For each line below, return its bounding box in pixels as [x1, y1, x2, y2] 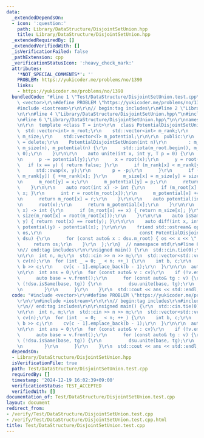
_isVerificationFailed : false [12, 49, 88, 55]
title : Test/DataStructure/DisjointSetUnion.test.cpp [6, 422, 146, 428]
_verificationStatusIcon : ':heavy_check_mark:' [12, 60, 135, 66]
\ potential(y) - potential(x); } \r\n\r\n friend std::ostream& [17, 224, 191, 230]
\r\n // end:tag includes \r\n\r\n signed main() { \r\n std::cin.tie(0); [17, 303, 202, 309]
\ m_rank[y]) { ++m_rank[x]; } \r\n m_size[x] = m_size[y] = [17, 173, 186, 180]
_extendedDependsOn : [12, 15, 64, 21]
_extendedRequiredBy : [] [12, 37, 75, 43]
